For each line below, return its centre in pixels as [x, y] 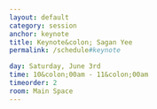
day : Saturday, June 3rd [55, 66]
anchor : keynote [39, 34]
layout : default [39, 17]
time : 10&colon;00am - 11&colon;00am [79, 75]
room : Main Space [41, 91]
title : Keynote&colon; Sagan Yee [71, 42]
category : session [43, 26]
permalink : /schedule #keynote [65, 51]
